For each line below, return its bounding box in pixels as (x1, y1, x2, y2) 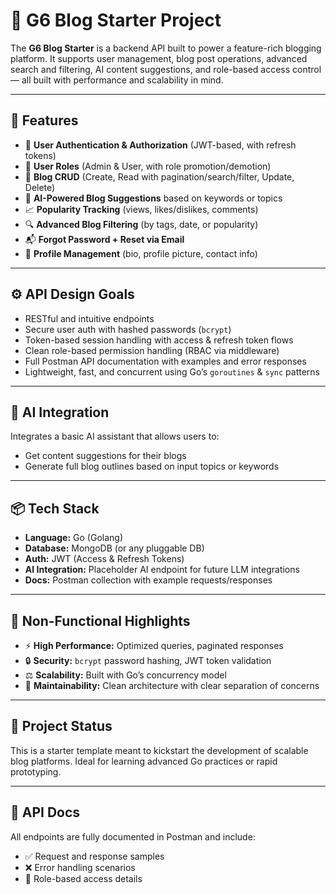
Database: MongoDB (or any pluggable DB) (24, 542, 205, 554)
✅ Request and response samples (24, 850, 165, 862)
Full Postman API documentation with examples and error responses (24, 355, 307, 367)
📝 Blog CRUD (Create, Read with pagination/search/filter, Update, (24, 170, 295, 183)
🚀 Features (10, 112, 79, 129)
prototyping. (10, 765, 62, 778)
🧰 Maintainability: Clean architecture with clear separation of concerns (24, 680, 320, 691)
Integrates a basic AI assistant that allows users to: (10, 430, 220, 443)
